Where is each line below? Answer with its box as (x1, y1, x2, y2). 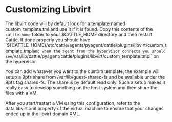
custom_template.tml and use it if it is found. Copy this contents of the (5, 26, 153, 32)
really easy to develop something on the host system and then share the (5, 84, 158, 90)
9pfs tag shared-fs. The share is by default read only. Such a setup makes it (5, 79, 165, 85)
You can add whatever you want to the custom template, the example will (5, 68, 160, 75)
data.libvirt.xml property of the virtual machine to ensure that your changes (5, 105, 164, 111)
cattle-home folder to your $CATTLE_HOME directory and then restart (5, 31, 153, 37)
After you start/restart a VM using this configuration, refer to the (5, 100, 140, 106)
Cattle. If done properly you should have (5, 37, 91, 43)
